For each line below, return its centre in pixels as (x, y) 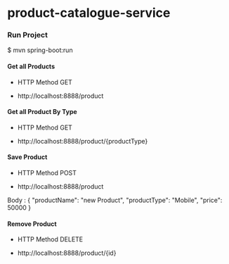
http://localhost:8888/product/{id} (67, 253)
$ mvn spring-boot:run (40, 50)
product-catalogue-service (89, 13)
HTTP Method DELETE (50, 239)
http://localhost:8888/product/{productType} (83, 141)
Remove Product (32, 224)
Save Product (27, 157)
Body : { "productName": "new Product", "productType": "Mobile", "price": (115, 200)
